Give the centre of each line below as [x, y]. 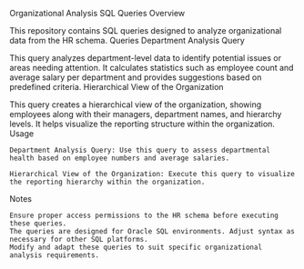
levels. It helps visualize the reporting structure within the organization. [142, 124]
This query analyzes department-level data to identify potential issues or [146, 58]
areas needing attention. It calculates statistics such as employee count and [152, 68]
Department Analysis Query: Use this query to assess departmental [140, 150]
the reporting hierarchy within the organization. [107, 182]
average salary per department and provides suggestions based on [136, 77]
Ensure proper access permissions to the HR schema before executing [144, 215]
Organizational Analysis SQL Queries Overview [97, 13]
